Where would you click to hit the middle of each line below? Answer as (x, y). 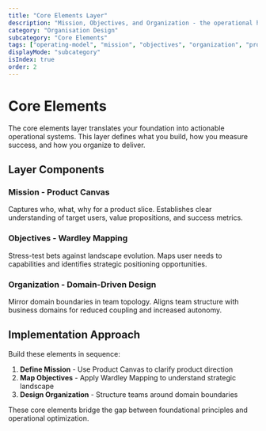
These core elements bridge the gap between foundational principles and (128, 410)
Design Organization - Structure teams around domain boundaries (129, 394)
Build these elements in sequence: (65, 353)
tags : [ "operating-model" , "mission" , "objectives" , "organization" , (125, 45)
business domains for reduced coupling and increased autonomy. (115, 310)
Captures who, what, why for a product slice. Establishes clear (110, 210)
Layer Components (56, 170)
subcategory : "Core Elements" (58, 38)
